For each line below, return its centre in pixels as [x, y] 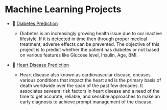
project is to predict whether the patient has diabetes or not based [89, 49]
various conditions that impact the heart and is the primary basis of [90, 80]
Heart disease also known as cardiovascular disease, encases [85, 74]
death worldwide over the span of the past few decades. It [81, 86]
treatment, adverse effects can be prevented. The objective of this [90, 44]
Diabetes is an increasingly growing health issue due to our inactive [91, 33]
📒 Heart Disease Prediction [41, 65]
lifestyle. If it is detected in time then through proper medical [83, 39]
